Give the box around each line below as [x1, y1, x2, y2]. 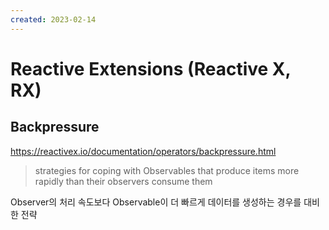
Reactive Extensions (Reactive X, [10, 57, 291, 80]
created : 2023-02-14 [10, 14, 97, 25]
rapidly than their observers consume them [34, 175, 213, 187]
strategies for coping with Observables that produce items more [34, 164, 300, 176]
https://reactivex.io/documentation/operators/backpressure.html [10, 145, 277, 157]
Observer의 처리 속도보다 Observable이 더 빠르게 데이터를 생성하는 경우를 [10, 196, 302, 208]
